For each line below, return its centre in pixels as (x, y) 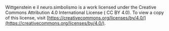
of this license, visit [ (27, 18)
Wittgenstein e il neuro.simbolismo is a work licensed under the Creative (81, 7)
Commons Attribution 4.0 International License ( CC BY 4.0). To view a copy (84, 12)
